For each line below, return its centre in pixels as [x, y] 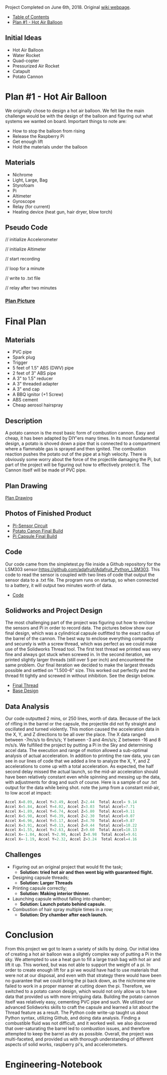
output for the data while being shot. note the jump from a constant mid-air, [83, 787]
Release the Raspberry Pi [38, 136]
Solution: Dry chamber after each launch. [64, 914]
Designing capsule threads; [40, 877]
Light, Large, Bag [30, 180]
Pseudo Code [27, 227]
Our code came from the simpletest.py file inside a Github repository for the [83, 564]
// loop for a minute [25, 268]
